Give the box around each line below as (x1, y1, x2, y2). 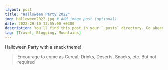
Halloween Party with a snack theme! (5, 44, 81, 50)
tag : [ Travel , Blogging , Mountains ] (5, 30, 81, 35)
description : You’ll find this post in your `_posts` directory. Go (5, 26, 151, 31)
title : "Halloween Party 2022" (5, 12, 70, 17)
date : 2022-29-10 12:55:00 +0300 (5, 21, 75, 26)
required (17, 59, 35, 65)
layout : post (5, 7, 32, 12)
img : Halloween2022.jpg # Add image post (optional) (5, 16, 117, 21)
